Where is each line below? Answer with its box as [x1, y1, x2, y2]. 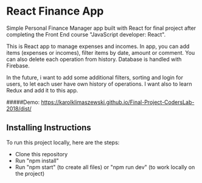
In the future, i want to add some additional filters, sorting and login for [6, 74, 184, 81]
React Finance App [6, 4, 104, 18]
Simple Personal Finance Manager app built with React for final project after [6, 24, 197, 32]
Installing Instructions [6, 123, 91, 133]
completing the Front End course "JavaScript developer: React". [6, 30, 166, 38]
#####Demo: [6, 98, 40, 106]
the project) [15, 170, 44, 177]
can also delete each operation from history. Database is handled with [6, 55, 182, 63]
